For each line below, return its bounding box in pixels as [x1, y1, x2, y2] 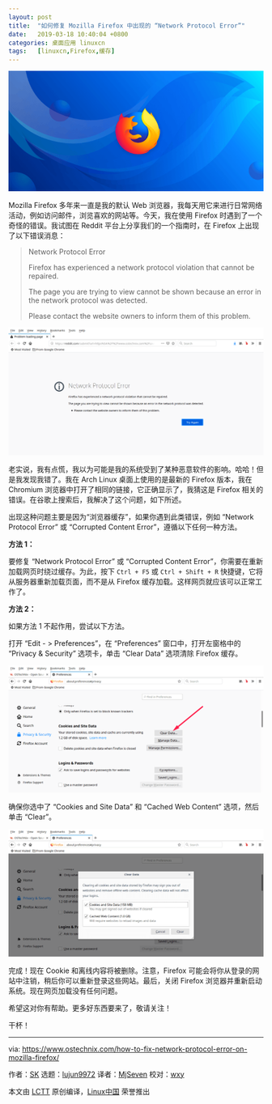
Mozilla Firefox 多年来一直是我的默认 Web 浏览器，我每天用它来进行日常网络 [8, 201, 263, 210]
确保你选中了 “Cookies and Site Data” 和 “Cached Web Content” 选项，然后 [8, 802, 259, 812]
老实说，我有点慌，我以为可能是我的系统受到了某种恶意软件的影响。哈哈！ [8, 464, 257, 473]
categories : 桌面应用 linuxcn [8, 39, 105, 47]
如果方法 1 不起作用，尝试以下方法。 [8, 621, 130, 631]
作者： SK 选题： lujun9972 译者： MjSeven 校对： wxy [8, 1069, 185, 1079]
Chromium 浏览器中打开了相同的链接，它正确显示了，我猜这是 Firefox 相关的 [8, 484, 264, 494]
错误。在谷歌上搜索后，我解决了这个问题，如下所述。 [8, 495, 186, 504]
